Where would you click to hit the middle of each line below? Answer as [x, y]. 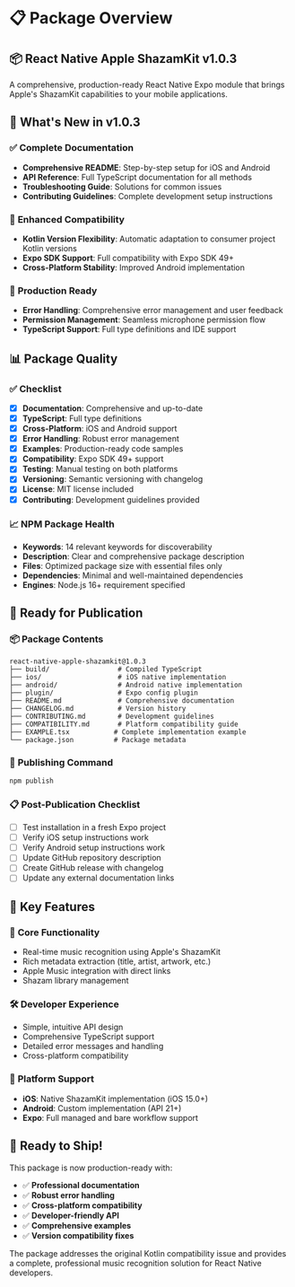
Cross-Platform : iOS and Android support [100, 429]
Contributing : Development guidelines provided [111, 499]
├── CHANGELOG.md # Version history [98, 708]
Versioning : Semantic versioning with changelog [113, 479]
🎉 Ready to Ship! [56, 1146]
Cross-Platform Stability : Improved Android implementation [133, 267]
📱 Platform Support [52, 1079]
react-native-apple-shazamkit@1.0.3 [78, 661]
